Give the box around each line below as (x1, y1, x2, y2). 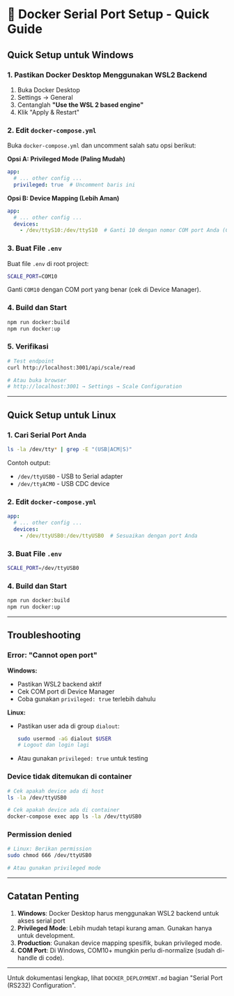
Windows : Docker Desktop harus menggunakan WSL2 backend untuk (17, 909, 219, 917)
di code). (38, 953, 65, 962)
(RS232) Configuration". (7, 981, 77, 989)
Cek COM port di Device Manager (17, 687, 115, 696)
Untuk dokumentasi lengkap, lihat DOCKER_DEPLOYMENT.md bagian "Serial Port (7, 974, 223, 982)
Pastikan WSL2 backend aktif (17, 680, 102, 688)
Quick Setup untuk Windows (7, 49, 134, 61)
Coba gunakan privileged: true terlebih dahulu (17, 694, 156, 703)
